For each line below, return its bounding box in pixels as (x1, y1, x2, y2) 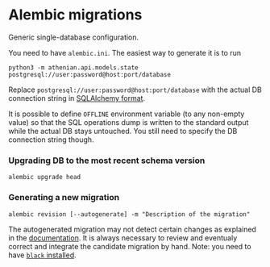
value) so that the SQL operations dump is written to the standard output (8, 117, 249, 127)
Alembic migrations (8, 6, 143, 24)
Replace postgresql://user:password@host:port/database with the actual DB (8, 85, 262, 94)
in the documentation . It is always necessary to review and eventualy (8, 232, 238, 243)
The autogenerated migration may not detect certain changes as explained (8, 224, 256, 234)
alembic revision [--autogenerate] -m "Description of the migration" (8, 210, 251, 219)
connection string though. (8, 135, 94, 144)
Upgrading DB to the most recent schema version (8, 155, 206, 166)
